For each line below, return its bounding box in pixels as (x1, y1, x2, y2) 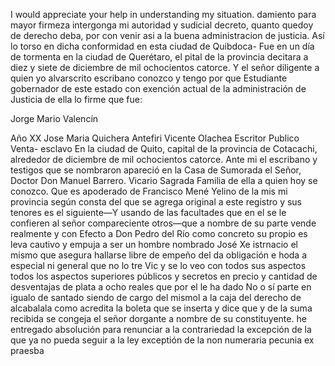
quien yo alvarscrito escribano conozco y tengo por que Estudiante (10, 72, 288, 84)
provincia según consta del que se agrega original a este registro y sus (10, 196, 303, 208)
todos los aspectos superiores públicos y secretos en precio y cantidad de (10, 270, 318, 282)
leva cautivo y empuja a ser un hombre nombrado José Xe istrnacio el (10, 239, 298, 250)
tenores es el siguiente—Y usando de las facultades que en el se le (10, 207, 287, 218)
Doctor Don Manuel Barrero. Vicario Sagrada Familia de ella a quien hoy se (10, 175, 318, 186)
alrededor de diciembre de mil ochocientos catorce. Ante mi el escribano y (10, 154, 318, 165)
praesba (10, 345, 45, 356)
